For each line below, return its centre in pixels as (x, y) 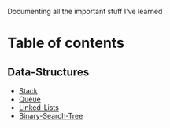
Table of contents (66, 43)
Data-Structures (48, 72)
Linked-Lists (39, 108)
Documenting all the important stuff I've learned (85, 11)
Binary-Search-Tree (51, 116)
